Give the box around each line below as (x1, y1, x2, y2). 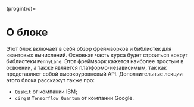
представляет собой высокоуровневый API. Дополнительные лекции (6, 70, 183, 77)
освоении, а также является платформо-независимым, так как (6, 64, 167, 71)
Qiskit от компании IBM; (14, 88, 77, 95)
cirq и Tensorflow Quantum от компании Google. (14, 94, 134, 101)
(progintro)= (6, 5, 36, 12)
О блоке (6, 26, 48, 39)
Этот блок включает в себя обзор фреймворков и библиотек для (6, 45, 172, 52)
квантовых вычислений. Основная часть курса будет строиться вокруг (6, 51, 189, 59)
